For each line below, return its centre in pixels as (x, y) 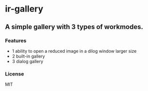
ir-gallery (24, 9)
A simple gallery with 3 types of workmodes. (74, 27)
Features (16, 41)
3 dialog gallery (28, 61)
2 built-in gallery (28, 56)
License (15, 74)
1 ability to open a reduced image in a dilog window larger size (74, 51)
